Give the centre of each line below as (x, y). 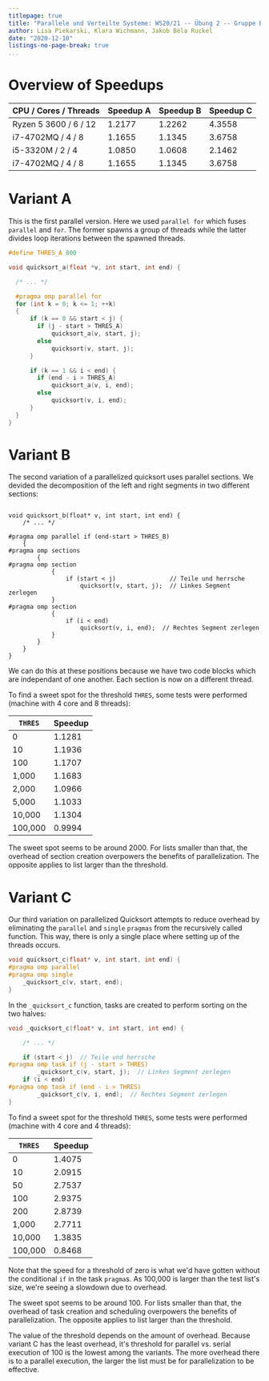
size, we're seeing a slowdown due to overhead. (88, 1287)
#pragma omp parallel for (59, 296)
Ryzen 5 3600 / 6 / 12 (54, 124)
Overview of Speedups (86, 85)
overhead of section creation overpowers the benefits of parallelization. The (134, 857)
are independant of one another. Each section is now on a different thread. (131, 679)
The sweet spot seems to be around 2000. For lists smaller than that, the (128, 848)
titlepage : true (35, 16)
